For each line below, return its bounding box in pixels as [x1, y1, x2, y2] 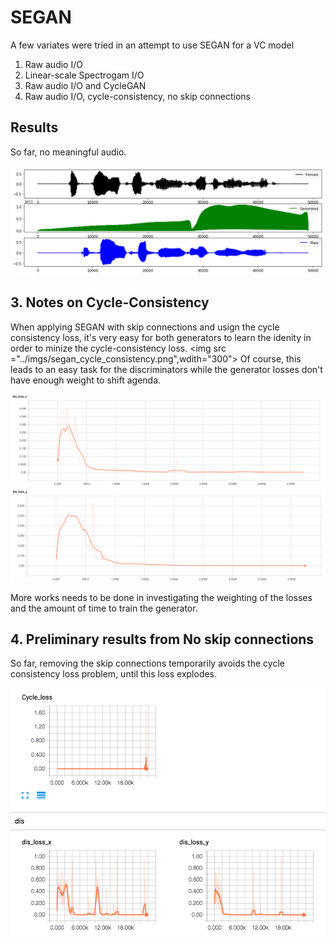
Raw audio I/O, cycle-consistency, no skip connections [24, 90, 251, 102]
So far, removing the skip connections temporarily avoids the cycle [10, 657, 285, 670]
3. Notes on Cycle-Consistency [10, 294, 210, 311]
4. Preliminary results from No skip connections [10, 631, 315, 648]
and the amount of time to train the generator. [10, 602, 198, 614]
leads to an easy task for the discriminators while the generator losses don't [10, 363, 323, 375]
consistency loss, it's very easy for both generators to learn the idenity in [10, 331, 312, 343]
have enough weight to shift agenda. [10, 374, 162, 386]
